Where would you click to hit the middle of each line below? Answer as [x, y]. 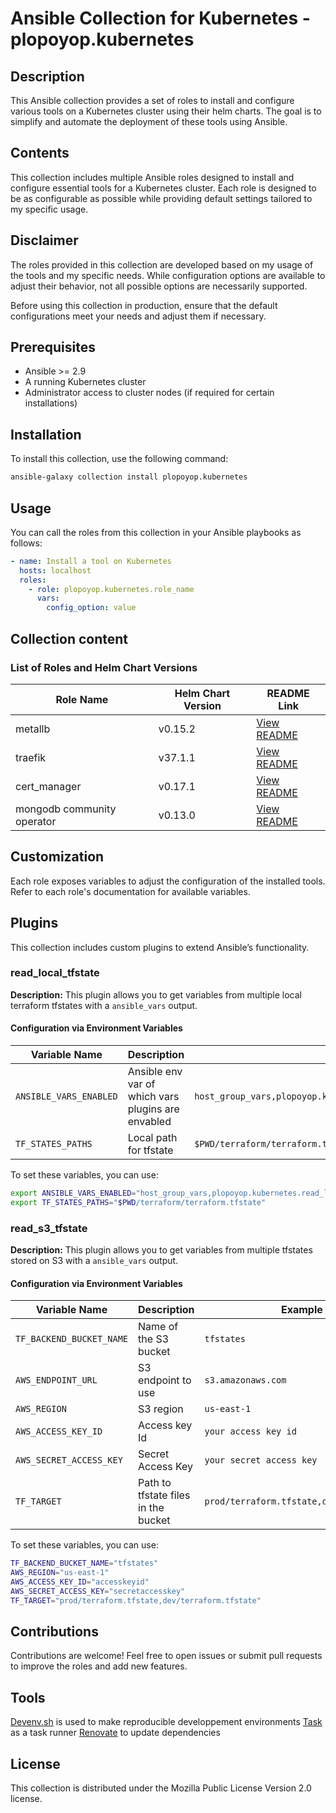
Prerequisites [53, 347]
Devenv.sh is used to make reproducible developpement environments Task [166, 1722]
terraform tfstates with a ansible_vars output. [104, 1005]
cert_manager [48, 786]
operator [36, 821]
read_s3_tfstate [49, 1228]
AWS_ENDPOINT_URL [56, 1380]
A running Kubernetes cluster [85, 382]
